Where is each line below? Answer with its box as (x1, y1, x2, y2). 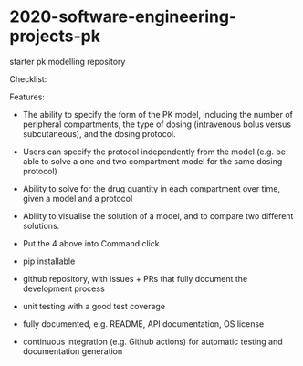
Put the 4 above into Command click (22, 237, 160, 248)
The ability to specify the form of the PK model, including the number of (22, 109, 294, 120)
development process (22, 283, 105, 294)
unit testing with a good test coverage (22, 300, 166, 311)
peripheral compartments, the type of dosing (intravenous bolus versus (22, 119, 292, 130)
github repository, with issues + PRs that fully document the (22, 273, 248, 284)
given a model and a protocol (22, 193, 133, 204)
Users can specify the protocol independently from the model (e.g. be (22, 146, 286, 157)
